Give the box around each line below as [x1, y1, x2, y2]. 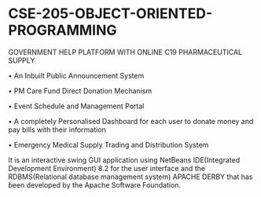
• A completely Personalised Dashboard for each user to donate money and [8, 116, 254, 126]
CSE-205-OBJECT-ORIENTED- [8, 5, 213, 23]
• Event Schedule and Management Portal [8, 101, 145, 111]
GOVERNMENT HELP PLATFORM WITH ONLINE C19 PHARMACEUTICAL [8, 47, 242, 57]
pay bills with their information [8, 125, 106, 134]
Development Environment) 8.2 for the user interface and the [8, 163, 206, 173]
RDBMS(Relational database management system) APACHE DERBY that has [8, 172, 253, 181]
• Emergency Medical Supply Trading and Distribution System [8, 140, 209, 149]
